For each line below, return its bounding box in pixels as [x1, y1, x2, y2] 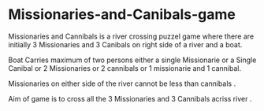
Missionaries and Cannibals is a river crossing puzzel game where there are [8, 31, 255, 41]
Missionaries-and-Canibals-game [8, 6, 236, 24]
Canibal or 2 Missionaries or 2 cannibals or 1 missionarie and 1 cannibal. [8, 63, 242, 72]
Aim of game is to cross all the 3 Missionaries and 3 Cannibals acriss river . [8, 94, 252, 103]
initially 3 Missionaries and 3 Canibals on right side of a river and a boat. [8, 39, 243, 49]
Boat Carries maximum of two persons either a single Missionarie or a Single [8, 55, 257, 65]
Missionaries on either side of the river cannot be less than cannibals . [8, 79, 236, 88]
